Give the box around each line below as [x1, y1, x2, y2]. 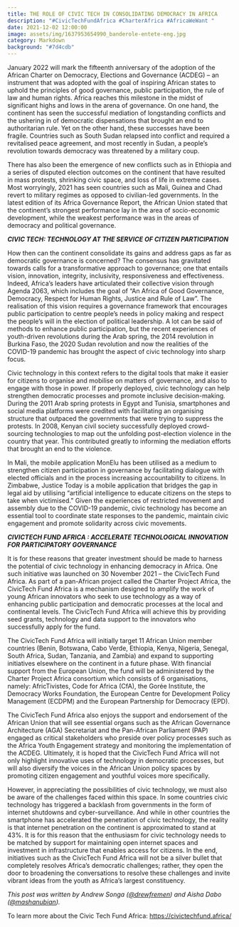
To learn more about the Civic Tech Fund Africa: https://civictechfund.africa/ [7, 911, 232, 920]
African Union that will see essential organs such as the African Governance [7, 719, 231, 726]
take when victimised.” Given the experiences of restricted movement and [7, 497, 224, 505]
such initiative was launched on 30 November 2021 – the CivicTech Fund [7, 569, 220, 578]
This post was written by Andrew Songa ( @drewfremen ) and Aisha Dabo [7, 890, 222, 898]
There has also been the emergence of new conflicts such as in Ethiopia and [7, 161, 232, 168]
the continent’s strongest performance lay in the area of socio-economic [7, 206, 221, 214]
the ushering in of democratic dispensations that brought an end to [7, 116, 204, 125]
